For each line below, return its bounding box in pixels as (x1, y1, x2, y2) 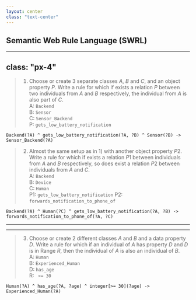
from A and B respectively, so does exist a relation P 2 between (29, 160, 180, 167)
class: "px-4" (6, 62, 57, 72)
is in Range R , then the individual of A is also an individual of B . (29, 247, 180, 254)
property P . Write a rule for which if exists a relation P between (29, 84, 180, 91)
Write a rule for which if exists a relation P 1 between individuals (29, 154, 181, 161)
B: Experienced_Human (29, 260, 80, 267)
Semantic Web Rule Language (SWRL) (6, 36, 148, 46)
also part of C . (29, 96, 64, 103)
